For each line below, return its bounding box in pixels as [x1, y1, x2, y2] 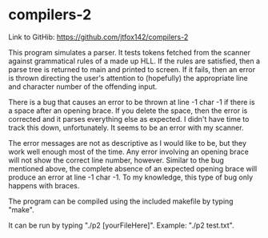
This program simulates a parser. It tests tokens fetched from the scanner [8, 47, 250, 57]
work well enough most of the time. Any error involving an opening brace [8, 147, 250, 156]
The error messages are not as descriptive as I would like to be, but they [8, 138, 246, 147]
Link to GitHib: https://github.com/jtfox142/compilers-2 [8, 32, 189, 42]
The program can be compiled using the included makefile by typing [8, 196, 234, 206]
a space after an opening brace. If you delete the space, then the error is [8, 106, 248, 115]
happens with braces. [8, 180, 80, 190]
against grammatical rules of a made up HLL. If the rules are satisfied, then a [8, 56, 261, 66]
